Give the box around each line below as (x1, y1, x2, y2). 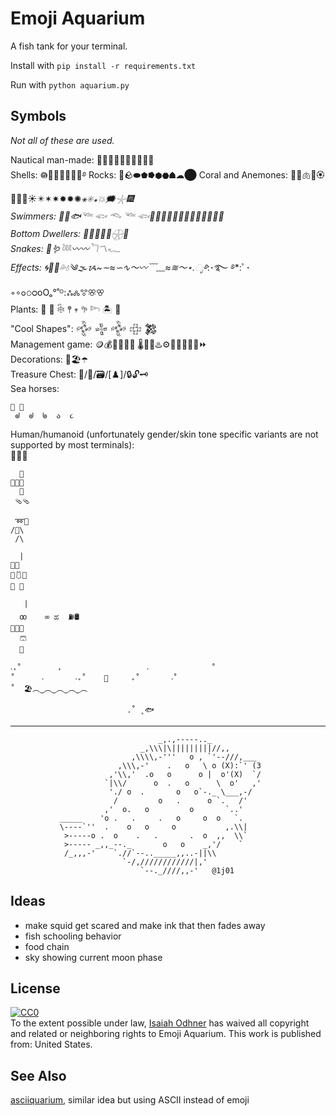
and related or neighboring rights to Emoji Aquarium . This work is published (10, 1028, 322, 1040)
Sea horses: (10, 382, 60, 394)
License (10, 980, 61, 997)
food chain (24, 940, 70, 952)
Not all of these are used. (10, 134, 115, 146)
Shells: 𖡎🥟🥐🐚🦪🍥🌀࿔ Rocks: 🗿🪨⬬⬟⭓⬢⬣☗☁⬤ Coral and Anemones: (10, 168, 289, 181)
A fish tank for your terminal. (10, 40, 128, 52)
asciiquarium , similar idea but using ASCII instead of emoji (10, 1094, 250, 1106)
